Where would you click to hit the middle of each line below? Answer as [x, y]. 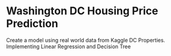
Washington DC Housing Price [82, 11]
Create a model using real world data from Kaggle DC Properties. [85, 40]
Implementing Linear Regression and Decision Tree [69, 46]
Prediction [32, 24]
